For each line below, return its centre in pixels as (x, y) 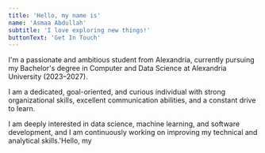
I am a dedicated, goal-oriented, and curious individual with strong (117, 92)
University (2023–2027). (48, 76)
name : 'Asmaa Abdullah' (48, 23)
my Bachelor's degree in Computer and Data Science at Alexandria (117, 69)
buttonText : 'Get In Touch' (55, 37)
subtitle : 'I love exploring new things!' (79, 30)
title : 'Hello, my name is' (55, 15)
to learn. (22, 109)
